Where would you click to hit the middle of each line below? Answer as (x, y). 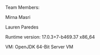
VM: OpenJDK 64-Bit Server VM (39, 47)
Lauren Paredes (22, 27)
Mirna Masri (18, 17)
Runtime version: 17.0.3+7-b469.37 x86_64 (50, 37)
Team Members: (22, 7)
